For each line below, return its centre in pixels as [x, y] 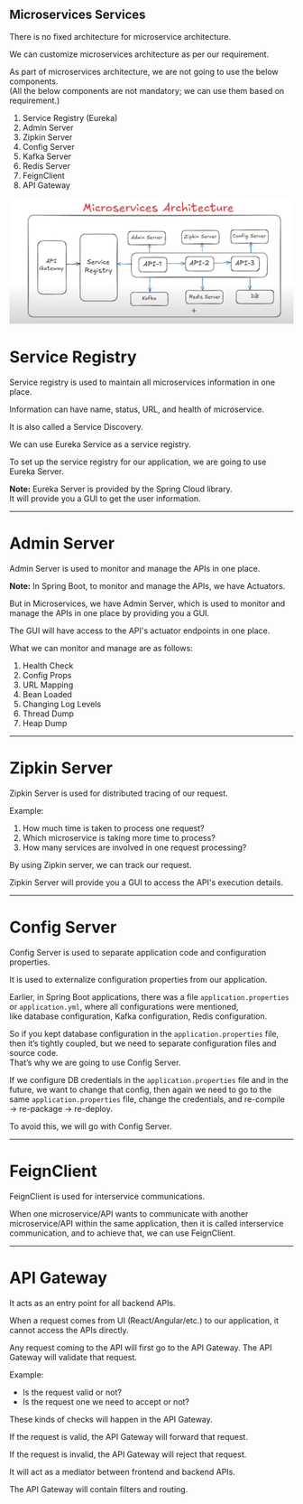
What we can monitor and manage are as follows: [101, 648]
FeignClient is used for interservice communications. [107, 1196]
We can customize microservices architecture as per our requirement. [139, 54]
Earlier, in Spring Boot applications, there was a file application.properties [150, 996]
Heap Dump [45, 723]
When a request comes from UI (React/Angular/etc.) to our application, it [144, 1320]
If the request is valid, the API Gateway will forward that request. [129, 1436]
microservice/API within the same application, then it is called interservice [147, 1223]
